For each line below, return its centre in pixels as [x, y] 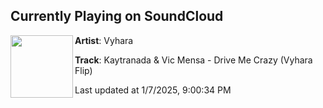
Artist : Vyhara [104, 40]
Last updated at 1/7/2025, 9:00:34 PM [153, 90]
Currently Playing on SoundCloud [117, 16]
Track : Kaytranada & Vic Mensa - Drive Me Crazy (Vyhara [193, 60]
